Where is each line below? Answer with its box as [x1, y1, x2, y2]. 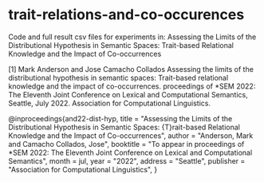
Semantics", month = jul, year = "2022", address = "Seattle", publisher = [8, 156, 246, 165]
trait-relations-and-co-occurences [8, 6, 245, 24]
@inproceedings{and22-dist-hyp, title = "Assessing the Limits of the [8, 113, 233, 123]
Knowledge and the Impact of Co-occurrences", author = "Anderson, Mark [8, 130, 254, 140]
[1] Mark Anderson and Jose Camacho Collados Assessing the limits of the [8, 64, 254, 73]
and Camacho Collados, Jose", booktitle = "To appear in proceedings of [8, 139, 245, 148]
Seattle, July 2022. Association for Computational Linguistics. [8, 98, 211, 108]
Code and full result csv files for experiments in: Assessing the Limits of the [8, 32, 257, 42]
